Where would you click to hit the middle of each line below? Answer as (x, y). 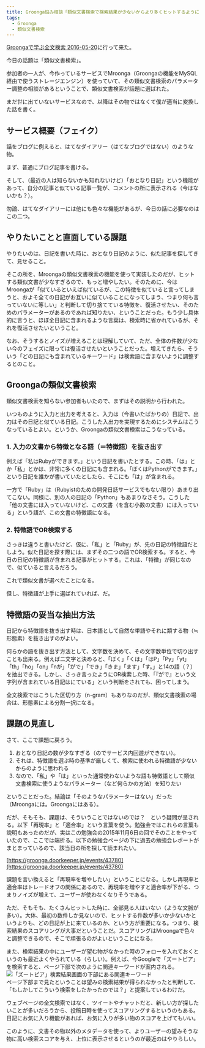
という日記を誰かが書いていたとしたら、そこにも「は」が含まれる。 (92, 476)
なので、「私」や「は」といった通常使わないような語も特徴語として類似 (105, 776)
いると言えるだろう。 (54, 567)
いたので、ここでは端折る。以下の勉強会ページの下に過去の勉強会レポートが (103, 840)
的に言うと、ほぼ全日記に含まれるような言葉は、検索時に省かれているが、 (100, 320)
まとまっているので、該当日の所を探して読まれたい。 (73, 847)
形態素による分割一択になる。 (60, 703)
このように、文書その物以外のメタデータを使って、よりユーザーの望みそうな (102, 1031)
